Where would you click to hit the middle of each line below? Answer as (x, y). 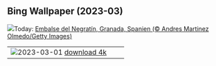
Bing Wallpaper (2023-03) (65, 11)
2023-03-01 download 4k (62, 52)
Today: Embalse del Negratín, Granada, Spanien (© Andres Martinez (111, 29)
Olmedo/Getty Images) (40, 36)
